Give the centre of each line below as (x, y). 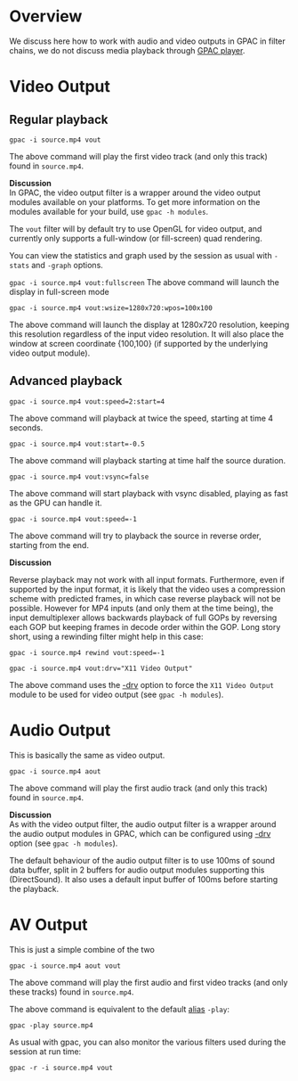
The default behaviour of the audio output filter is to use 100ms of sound (142, 860)
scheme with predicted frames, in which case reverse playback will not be (145, 598)
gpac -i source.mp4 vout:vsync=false (79, 477)
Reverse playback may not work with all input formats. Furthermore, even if (147, 579)
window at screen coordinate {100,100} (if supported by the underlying (139, 343)
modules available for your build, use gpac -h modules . (109, 211)
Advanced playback (66, 381)
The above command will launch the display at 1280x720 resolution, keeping (149, 324)
